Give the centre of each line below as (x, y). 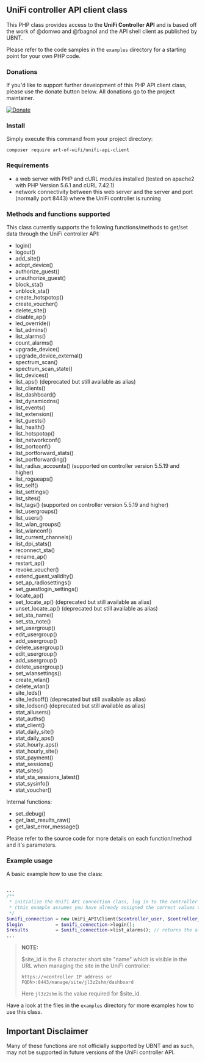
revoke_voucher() (37, 569)
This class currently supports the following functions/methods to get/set (97, 227)
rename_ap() (31, 557)
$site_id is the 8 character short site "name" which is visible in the (104, 960)
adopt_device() (34, 265)
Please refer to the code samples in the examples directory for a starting (96, 49)
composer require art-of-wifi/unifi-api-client (68, 150)
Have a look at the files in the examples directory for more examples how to (100, 1005)
